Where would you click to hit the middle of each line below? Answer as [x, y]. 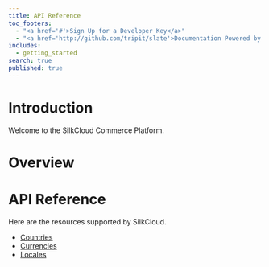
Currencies [39, 245]
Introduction [51, 107]
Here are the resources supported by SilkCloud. [87, 221]
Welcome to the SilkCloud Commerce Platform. [87, 130]
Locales [33, 254]
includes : [25, 46]
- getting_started [47, 53]
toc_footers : [30, 23]
